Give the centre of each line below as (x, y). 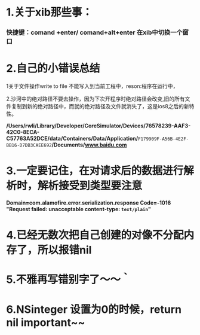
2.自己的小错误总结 (53, 68)
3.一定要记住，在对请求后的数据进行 (95, 171)
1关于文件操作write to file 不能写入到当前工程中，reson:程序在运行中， (92, 86)
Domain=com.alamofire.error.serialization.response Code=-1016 (89, 202)
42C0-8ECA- (23, 132)
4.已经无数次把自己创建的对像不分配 (95, 235)
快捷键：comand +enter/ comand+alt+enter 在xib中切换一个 (95, 32)
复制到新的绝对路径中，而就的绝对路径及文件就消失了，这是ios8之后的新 (100, 106)
